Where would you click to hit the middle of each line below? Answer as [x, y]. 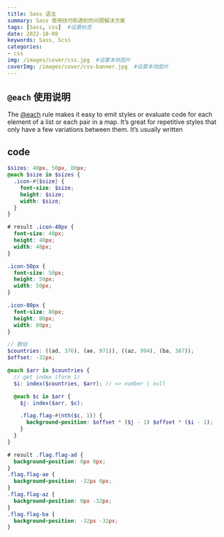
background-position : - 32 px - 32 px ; [66, 521]
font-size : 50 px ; [39, 273]
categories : [25, 47]
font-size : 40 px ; [39, 234]
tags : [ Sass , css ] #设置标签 [49, 27]
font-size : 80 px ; [39, 312]
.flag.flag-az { [31, 494]
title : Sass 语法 [32, 14]
